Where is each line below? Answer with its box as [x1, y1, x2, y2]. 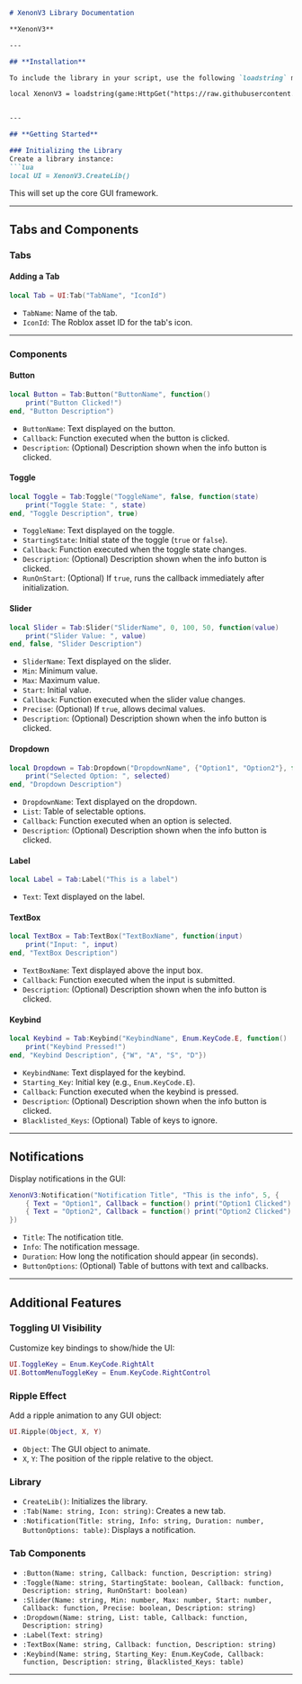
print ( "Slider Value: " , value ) [25, 631, 147, 640]
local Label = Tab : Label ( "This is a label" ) [9, 875, 179, 885]
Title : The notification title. [22, 1232, 124, 1243]
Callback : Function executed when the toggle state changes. [22, 544, 247, 555]
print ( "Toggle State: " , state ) [25, 500, 147, 510]
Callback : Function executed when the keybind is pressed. [22, 1086, 239, 1097]
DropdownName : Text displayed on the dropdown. [22, 797, 198, 807]
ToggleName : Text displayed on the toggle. [22, 525, 175, 536]
